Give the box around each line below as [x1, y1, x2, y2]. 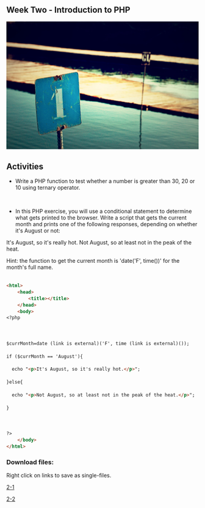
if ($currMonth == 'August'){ [6, 353, 84, 359]
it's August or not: [15, 227, 60, 234]
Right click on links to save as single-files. [6, 472, 112, 479]
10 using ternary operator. [15, 184, 81, 191]
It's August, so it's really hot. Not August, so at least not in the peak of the [6, 239, 192, 246]
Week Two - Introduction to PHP [6, 5, 131, 15]
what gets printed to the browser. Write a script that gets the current [15, 214, 187, 221]
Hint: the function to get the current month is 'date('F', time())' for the [6, 257, 180, 265]
